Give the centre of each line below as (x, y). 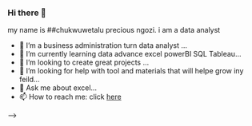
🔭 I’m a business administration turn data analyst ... (103, 45)
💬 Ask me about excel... (58, 88)
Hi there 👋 (27, 13)
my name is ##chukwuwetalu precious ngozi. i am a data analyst (114, 30)
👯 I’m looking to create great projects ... (84, 62)
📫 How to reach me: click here (70, 97)
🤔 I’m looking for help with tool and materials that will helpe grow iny (131, 71)
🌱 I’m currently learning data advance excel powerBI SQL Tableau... (130, 54)
